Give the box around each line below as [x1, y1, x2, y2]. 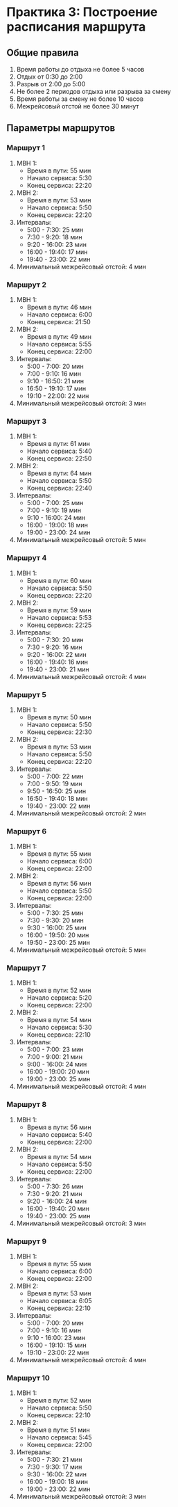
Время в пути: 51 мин [26, 1426, 91, 1434]
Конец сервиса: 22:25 [26, 621, 92, 629]
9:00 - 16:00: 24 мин [26, 1060, 87, 1069]
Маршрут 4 [6, 553, 47, 563]
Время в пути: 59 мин [26, 606, 91, 614]
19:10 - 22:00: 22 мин [26, 391, 89, 400]
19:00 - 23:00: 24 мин [26, 528, 91, 536]
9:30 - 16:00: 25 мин [26, 923, 87, 932]
